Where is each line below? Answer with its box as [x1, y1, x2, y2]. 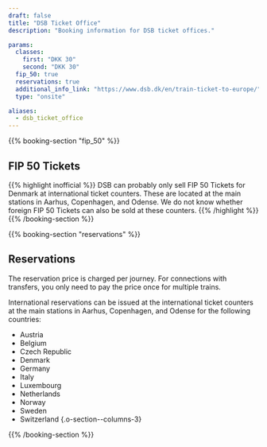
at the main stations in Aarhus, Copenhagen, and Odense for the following [8, 305, 251, 315]
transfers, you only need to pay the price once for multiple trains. [8, 282, 221, 291]
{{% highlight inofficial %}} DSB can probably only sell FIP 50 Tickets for [8, 180, 246, 189]
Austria [19, 329, 44, 339]
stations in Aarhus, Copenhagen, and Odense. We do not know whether [8, 196, 243, 207]
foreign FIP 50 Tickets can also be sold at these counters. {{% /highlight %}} [8, 205, 259, 215]
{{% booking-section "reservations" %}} [8, 229, 141, 239]
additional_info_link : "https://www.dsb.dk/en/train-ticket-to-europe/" [15, 85, 261, 93]
